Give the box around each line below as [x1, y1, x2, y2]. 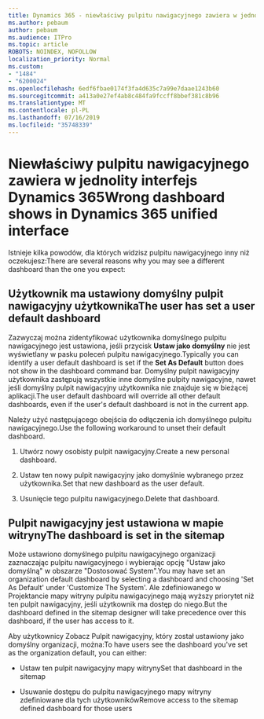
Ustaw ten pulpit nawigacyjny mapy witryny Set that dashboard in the [19, 663, 243, 673]
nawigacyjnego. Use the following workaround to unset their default [8, 423, 226, 432]
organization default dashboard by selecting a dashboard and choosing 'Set [8, 574, 254, 584]
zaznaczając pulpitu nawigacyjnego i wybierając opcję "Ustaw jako [8, 558, 225, 567]
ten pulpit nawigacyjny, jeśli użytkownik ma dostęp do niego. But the [8, 600, 228, 609]
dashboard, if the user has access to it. [8, 616, 135, 625]
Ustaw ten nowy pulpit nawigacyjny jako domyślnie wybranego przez [19, 470, 244, 479]
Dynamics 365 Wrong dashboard [8, 188, 225, 206]
